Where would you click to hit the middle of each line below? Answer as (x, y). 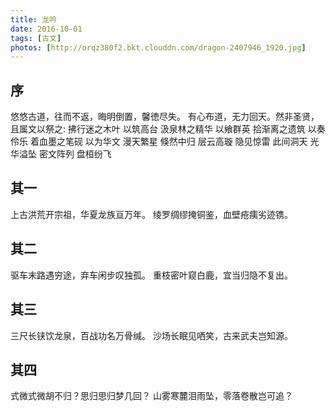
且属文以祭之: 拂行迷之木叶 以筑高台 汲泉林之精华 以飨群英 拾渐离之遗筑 (158, 129)
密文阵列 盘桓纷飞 (75, 154)
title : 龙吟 (33, 19)
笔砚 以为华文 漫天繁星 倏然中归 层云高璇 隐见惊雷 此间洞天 (186, 142)
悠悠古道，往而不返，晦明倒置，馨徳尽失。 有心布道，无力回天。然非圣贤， (165, 117)
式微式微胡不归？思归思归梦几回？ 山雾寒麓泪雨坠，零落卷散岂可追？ (151, 396)
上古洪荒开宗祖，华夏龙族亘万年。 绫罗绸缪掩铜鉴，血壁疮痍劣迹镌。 (151, 214)
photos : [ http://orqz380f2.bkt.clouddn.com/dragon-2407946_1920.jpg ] (158, 47)
